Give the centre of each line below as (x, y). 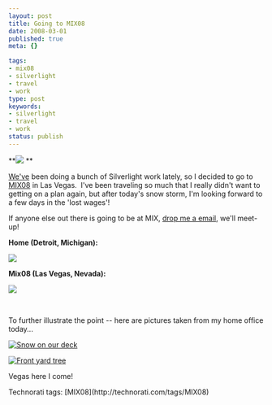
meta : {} (23, 46)
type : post (27, 98)
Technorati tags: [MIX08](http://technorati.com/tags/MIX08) (109, 392)
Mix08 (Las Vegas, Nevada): (57, 273)
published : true (36, 39)
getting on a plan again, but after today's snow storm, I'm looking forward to (136, 194)
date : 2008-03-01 (38, 31)
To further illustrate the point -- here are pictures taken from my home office (136, 320)
